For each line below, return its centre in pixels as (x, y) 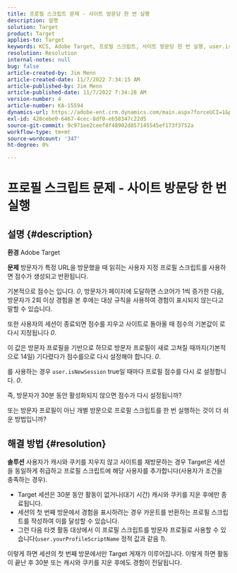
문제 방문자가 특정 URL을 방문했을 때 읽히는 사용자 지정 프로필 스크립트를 (108, 267)
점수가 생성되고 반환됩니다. (51, 277)
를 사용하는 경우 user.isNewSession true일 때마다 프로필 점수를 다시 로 (105, 372)
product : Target (31, 34)
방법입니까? (31, 419)
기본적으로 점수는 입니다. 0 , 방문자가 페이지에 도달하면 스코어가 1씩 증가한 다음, (116, 291)
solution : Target (33, 27)
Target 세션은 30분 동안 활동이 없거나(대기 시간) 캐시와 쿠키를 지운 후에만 (119, 494)
